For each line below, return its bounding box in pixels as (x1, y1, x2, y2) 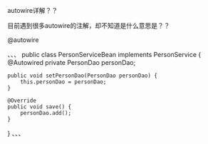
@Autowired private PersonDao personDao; (7, 58, 136, 66)
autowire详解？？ (7, 6, 58, 14)
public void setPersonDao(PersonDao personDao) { (7, 72, 158, 79)
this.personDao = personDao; (20, 78, 107, 86)
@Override (7, 97, 37, 104)
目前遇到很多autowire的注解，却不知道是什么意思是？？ (7, 21, 170, 30)
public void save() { (7, 103, 72, 110)
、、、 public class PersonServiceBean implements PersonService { (7, 51, 202, 58)
